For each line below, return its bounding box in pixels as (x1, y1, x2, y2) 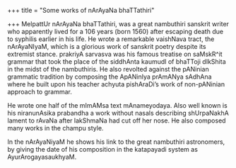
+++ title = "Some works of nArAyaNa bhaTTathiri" (7, 6, 155, 14)
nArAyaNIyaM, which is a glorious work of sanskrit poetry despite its (7, 43, 206, 50)
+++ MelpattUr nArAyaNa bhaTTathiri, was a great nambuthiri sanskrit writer (7, 20, 230, 28)
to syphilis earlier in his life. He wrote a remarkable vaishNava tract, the (7, 35, 215, 43)
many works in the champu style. (7, 124, 104, 132)
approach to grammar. (7, 88, 72, 96)
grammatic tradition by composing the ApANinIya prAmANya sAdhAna (7, 72, 212, 81)
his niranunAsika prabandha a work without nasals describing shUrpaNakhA (7, 109, 230, 117)
